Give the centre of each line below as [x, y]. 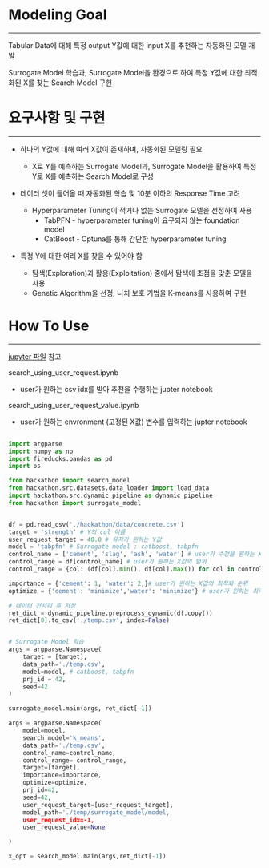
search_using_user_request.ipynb [64, 372]
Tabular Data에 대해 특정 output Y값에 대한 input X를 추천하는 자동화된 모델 [127, 45]
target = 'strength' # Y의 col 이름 [67, 532]
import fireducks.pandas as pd [60, 458]
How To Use [49, 326]
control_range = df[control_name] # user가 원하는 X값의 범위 [107, 562]
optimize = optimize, [55, 783]
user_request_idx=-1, [58, 820]
